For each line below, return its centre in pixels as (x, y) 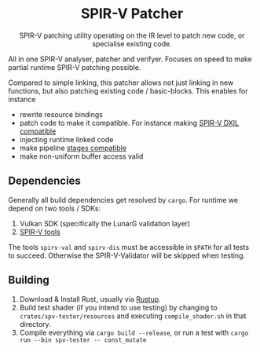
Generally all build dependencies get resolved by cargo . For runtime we (123, 200)
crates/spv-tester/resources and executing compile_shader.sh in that (133, 316)
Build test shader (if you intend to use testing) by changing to (118, 307)
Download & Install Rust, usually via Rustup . (90, 299)
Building (29, 280)
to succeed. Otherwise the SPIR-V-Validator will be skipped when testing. (127, 255)
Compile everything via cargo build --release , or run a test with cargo (134, 332)
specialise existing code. (132, 43)
